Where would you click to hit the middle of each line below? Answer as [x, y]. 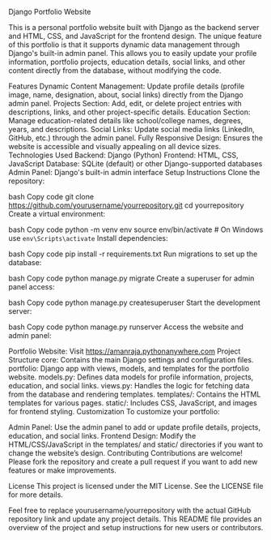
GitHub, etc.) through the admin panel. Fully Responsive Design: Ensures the [135, 138]
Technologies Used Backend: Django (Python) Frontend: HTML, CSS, [123, 155]
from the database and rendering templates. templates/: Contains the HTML [135, 394]
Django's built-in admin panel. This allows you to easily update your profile [133, 53]
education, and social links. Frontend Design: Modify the [102, 436]
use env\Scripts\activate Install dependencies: [88, 238]
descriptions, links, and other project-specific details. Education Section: [129, 112]
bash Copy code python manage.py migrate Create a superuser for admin [131, 278]
